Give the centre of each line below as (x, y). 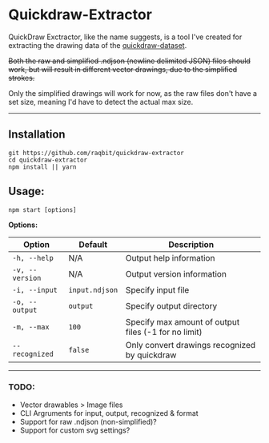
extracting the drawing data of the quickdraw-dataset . (98, 45)
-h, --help (33, 258)
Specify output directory (171, 305)
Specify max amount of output (183, 321)
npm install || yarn (43, 167)
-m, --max (31, 327)
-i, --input (35, 290)
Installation (37, 135)
